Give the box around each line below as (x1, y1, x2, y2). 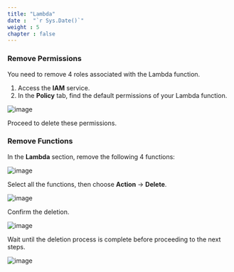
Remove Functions (7, 136, 73, 146)
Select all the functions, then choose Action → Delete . (7, 180, 167, 188)
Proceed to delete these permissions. (7, 119, 117, 127)
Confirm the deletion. (7, 207, 70, 216)
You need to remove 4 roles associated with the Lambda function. (7, 70, 201, 78)
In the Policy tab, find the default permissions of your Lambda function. (17, 91, 228, 99)
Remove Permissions (7, 54, 82, 64)
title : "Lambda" (7, 10, 55, 18)
